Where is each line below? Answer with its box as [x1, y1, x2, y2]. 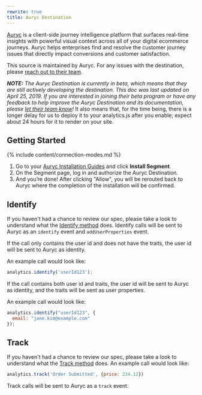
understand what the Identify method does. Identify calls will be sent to [7, 222, 182, 229]
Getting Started [7, 135, 66, 145]
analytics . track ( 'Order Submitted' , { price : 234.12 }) [7, 372, 144, 378]
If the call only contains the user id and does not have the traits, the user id [7, 240, 192, 247]
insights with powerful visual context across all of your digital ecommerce [7, 37, 189, 44]
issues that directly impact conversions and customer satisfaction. [7, 50, 171, 57]
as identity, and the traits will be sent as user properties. [7, 286, 146, 294]
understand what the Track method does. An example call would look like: [7, 360, 189, 367]
